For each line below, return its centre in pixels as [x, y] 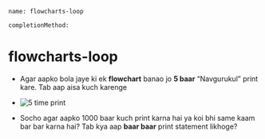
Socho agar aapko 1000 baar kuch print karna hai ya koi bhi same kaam [137, 118]
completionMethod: [39, 25]
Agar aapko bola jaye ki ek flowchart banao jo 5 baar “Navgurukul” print [139, 79]
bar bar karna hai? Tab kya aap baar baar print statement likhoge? [129, 126]
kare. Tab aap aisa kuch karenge [73, 87]
